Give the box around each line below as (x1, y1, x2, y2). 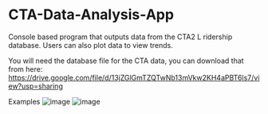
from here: (8, 64, 43, 73)
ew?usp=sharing (8, 81, 64, 91)
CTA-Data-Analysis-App (8, 6, 174, 24)
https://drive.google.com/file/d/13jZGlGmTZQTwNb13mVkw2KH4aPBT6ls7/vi (8, 73, 260, 82)
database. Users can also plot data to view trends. (8, 40, 173, 49)
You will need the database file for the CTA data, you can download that (8, 56, 245, 65)
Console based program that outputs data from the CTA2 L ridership (8, 32, 233, 41)
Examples (8, 96, 41, 106)
